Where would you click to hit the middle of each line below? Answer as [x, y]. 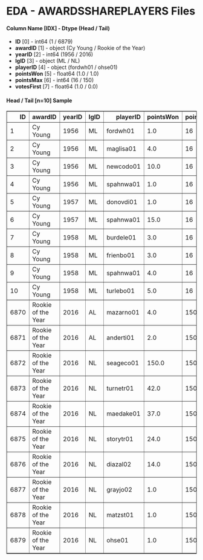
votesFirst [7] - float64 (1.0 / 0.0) [56, 86]
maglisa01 [122, 148]
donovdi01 [122, 202]
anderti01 [121, 337]
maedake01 [124, 414]
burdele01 [121, 237]
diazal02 [119, 464]
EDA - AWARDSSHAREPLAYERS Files [101, 11]
